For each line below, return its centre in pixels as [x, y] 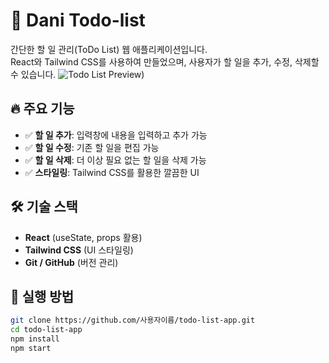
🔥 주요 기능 [42, 109]
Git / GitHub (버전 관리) [71, 262]
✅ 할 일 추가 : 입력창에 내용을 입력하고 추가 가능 [116, 135]
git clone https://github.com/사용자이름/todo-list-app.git [133, 320]
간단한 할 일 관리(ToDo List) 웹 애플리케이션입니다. [109, 49]
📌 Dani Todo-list [78, 20]
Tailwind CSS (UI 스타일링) [79, 250]
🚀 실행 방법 [42, 296]
